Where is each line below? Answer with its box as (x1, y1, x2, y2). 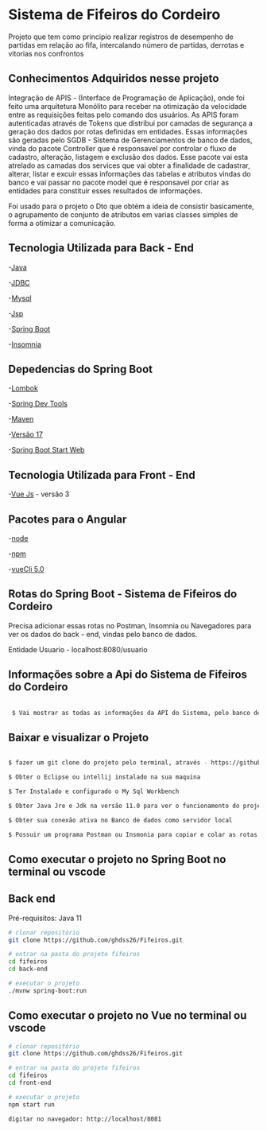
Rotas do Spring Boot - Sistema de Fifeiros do (8, 587, 238, 601)
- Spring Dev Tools (8, 399, 68, 409)
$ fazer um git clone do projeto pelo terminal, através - (8, 759, 208, 767)
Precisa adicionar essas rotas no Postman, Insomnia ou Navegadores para (8, 620, 252, 630)
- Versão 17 (8, 429, 44, 439)
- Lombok (8, 383, 38, 393)
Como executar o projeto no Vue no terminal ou (8, 1009, 247, 1023)
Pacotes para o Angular (8, 512, 127, 526)
